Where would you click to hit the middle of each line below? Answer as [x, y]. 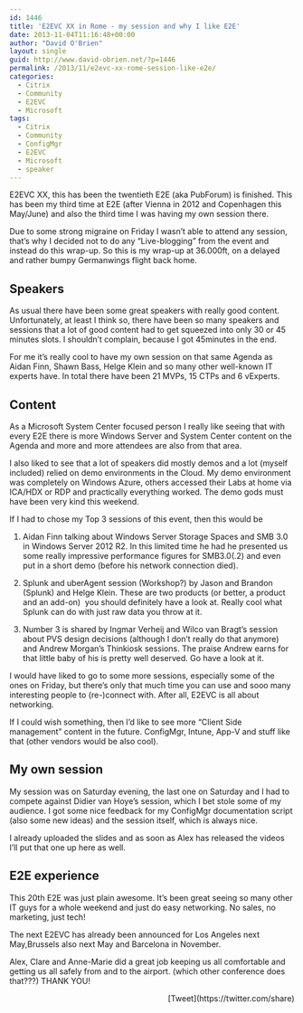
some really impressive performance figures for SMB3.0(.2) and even [151, 556]
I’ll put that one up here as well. [68, 847]
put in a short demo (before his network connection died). [130, 565]
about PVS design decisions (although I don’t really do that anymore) [151, 639]
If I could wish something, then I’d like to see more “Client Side [126, 722]
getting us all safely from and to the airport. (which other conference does [147, 971]
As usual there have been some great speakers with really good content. [145, 311]
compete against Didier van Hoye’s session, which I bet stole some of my [146, 800]
